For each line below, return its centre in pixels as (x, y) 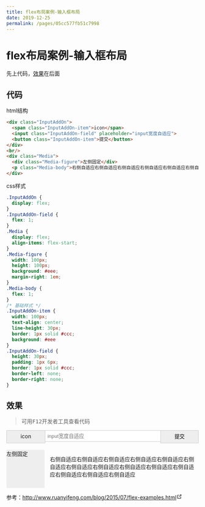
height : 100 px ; (31, 266)
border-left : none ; (37, 374)
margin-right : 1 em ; (37, 277)
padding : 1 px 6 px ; (35, 362)
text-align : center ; (38, 323)
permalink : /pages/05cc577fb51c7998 (53, 23)
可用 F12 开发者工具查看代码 (56, 421)
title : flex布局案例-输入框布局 (43, 12)
